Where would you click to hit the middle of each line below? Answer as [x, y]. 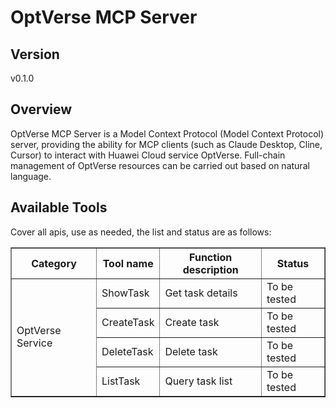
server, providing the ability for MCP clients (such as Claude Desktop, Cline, [166, 144]
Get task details [201, 293]
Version [35, 54]
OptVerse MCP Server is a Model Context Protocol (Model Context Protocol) [167, 133]
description [210, 269]
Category [54, 263]
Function [211, 257]
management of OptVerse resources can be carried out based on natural [160, 165]
